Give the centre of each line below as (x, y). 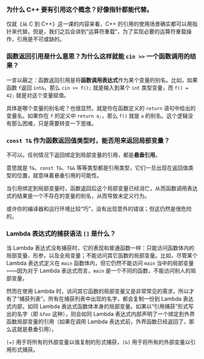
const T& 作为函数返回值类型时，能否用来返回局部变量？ (88, 140)
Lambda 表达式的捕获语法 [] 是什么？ (61, 233)
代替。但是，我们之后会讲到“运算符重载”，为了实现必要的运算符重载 (102, 32)
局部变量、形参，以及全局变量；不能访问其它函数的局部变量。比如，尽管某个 (102, 256)
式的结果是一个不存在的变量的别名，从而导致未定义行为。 (78, 196)
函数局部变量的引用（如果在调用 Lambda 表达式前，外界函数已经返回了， (98, 322)
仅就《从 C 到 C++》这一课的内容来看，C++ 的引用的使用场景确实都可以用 (99, 24)
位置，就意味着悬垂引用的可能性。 (59, 175)
